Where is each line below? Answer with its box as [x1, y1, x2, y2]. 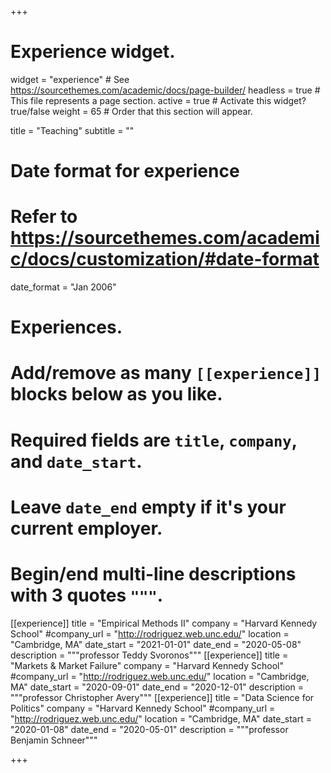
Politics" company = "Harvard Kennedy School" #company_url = [10, 702, 276, 714]
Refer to [10, 206, 78, 228]
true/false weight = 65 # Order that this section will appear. [10, 105, 253, 117]
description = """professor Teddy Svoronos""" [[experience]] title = [10, 649, 289, 661]
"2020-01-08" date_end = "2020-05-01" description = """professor [10, 723, 289, 735]
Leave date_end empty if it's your [10, 496, 287, 518]
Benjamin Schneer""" [10, 734, 98, 746]
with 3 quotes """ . [10, 584, 164, 606]
